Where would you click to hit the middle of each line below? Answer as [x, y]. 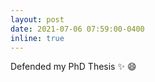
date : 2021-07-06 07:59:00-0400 [77, 29]
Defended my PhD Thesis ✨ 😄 [73, 67]
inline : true [37, 38]
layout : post [37, 19]
